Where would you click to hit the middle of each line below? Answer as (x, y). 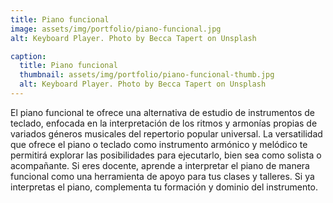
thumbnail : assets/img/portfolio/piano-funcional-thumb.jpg (147, 75)
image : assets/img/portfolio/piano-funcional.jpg (116, 29)
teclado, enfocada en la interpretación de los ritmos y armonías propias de (164, 123)
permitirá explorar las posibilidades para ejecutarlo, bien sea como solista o (166, 155)
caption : (28, 56)
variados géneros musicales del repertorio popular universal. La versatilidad (166, 133)
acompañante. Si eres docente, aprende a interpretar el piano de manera (160, 165)
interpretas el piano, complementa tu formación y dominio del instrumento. (164, 187)
